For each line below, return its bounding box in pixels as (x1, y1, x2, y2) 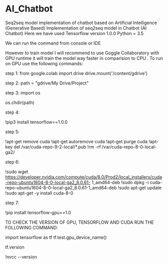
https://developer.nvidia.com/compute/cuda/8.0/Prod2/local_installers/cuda (5, 174, 162, 180)
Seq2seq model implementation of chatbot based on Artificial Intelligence (5, 20, 157, 26)
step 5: (5, 129, 20, 135)
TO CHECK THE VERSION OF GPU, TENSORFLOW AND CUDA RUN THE (5, 219, 154, 225)
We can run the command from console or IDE (5, 40, 101, 46)
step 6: (5, 159, 20, 165)
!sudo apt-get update (117, 185, 162, 191)
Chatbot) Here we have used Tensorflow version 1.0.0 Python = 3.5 (5, 30, 144, 36)
